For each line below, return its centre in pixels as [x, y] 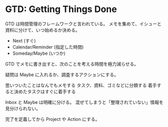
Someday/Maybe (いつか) [39, 53]
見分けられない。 [23, 108]
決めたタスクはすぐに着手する [45, 91]
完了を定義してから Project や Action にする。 [53, 119]
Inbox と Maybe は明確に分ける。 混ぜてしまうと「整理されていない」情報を [85, 102]
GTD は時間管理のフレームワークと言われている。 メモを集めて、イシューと [83, 24]
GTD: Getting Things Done [61, 9]
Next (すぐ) [24, 41]
